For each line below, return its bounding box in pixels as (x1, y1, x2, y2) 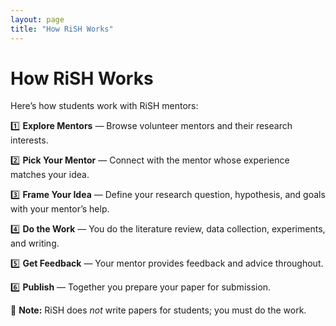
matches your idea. (10, 169, 90, 181)
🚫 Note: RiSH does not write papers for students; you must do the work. (10, 304, 307, 316)
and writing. (10, 237, 60, 250)
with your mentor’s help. (10, 203, 110, 215)
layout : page (10, 14, 65, 25)
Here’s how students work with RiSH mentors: (10, 100, 199, 112)
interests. (10, 134, 49, 146)
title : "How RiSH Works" (10, 24, 114, 34)
